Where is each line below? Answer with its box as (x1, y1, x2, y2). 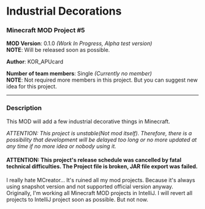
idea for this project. (6, 83, 57, 90)
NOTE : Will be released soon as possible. (6, 46, 110, 54)
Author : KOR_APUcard (6, 58, 63, 65)
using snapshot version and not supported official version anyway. (6, 183, 174, 190)
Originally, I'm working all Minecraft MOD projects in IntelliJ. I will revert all (6, 189, 193, 196)
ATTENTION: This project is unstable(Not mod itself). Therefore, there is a (6, 129, 192, 136)
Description (6, 104, 42, 112)
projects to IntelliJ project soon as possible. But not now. (6, 196, 148, 203)
